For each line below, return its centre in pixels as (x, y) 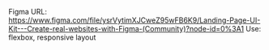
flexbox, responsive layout (52, 37)
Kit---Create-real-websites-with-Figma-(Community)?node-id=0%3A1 (126, 29)
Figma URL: (28, 12)
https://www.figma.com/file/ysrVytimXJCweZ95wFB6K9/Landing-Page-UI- (134, 20)
